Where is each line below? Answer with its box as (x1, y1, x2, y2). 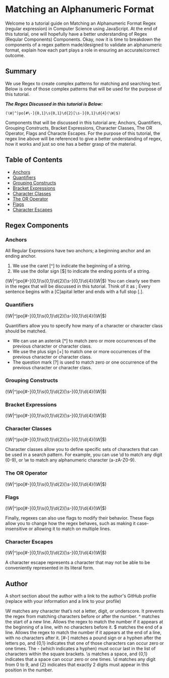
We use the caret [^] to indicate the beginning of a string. (12, 263, 131, 269)
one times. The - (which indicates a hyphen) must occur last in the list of (5, 646, 156, 652)
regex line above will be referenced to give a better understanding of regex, (5, 135, 162, 142)
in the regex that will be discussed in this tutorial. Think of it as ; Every (5, 284, 151, 290)
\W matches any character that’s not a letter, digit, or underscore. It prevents (5, 608, 164, 614)
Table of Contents (5, 155, 63, 164)
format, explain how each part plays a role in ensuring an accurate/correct (5, 47, 160, 53)
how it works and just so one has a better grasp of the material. (5, 141, 137, 147)
